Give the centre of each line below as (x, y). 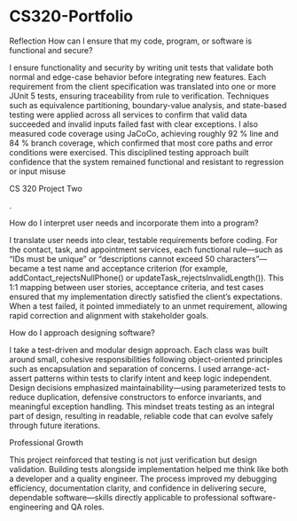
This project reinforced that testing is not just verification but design (133, 460)
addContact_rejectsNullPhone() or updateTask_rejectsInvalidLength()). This (147, 278)
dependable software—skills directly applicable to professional (124, 497)
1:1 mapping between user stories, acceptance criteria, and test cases (137, 287)
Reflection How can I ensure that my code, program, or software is (131, 41)
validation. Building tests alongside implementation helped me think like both (149, 469)
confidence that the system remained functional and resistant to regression (147, 162)
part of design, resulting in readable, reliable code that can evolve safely (141, 415)
